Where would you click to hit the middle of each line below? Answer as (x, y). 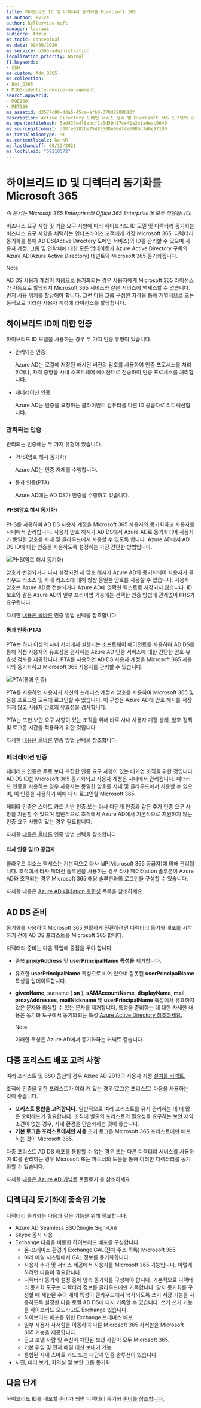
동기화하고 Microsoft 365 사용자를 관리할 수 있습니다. (80, 667)
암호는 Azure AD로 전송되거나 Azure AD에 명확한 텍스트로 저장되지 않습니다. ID (99, 587)
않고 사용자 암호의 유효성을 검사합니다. (62, 707)
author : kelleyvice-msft (37, 23)
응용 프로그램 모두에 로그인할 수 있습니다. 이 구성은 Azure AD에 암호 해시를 (94, 700)
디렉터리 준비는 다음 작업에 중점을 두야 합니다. (60, 948)
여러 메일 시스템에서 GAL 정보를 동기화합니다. (77, 1257)
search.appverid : (28, 95)
